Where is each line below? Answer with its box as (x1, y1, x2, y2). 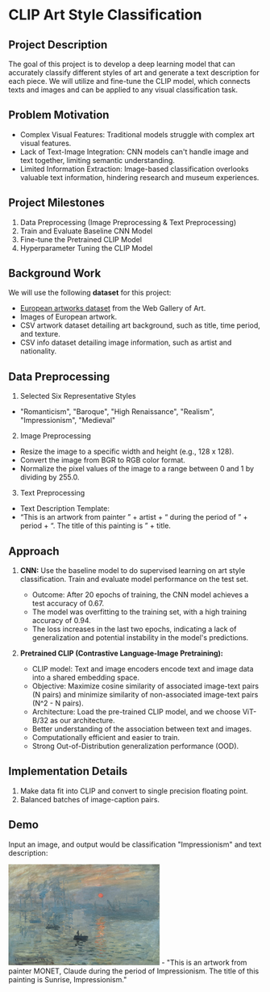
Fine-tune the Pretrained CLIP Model (19, 234, 143, 244)
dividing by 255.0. (19, 472, 80, 482)
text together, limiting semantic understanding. (19, 155, 176, 165)
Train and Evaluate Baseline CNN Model (19, 226, 153, 236)
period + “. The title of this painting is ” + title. (19, 521, 172, 530)
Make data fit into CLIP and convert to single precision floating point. (19, 785, 248, 796)
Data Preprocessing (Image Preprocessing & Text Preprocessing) (19, 217, 237, 227)
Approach (8, 544, 60, 558)
